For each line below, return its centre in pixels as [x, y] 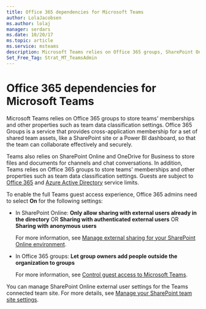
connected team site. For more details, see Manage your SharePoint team [99, 293]
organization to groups [45, 262]
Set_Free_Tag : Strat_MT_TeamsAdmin [52, 58]
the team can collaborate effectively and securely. [70, 144]
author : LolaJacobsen [34, 18]
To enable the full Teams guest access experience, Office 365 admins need [102, 194]
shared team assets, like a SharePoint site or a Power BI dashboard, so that [101, 138]
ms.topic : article [30, 41]
